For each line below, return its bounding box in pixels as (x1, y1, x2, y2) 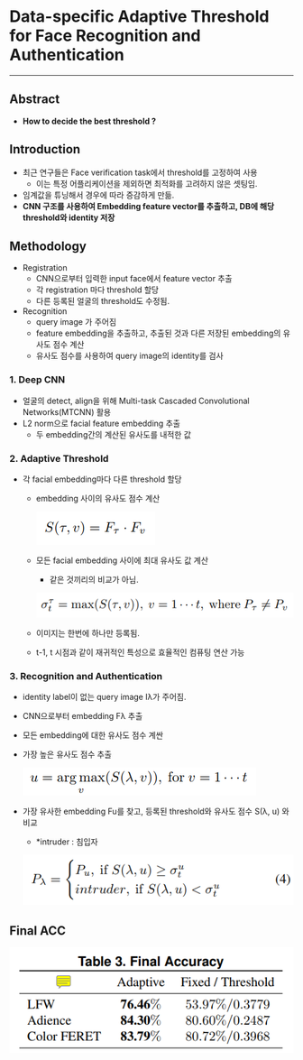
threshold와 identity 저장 (22, 212, 115, 223)
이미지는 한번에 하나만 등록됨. (35, 628, 140, 639)
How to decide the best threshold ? (22, 115, 156, 126)
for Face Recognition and (9, 25, 201, 46)
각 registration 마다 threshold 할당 (35, 284, 160, 295)
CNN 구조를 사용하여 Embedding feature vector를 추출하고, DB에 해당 (22, 200, 275, 211)
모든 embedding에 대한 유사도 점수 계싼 (22, 730, 164, 741)
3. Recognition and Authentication (9, 669, 163, 682)
